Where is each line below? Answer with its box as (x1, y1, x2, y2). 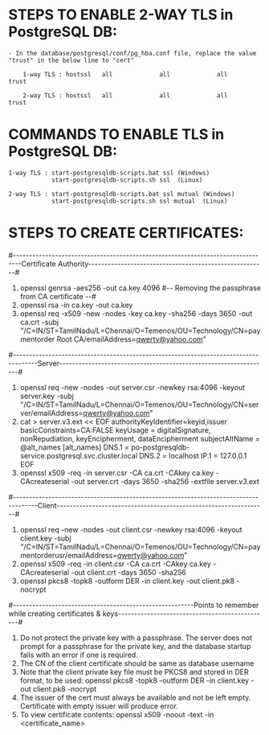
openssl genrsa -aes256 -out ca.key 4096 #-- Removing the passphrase (19, 283, 261, 293)
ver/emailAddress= (19, 408, 84, 417)
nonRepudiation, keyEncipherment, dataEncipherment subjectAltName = (19, 433, 260, 443)
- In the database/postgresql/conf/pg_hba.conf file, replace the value (8, 49, 257, 57)
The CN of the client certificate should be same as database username (19, 658, 255, 668)
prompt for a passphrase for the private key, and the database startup (19, 641, 251, 651)
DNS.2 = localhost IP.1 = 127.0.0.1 (139, 450, 247, 460)
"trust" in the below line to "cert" (8, 56, 135, 64)
